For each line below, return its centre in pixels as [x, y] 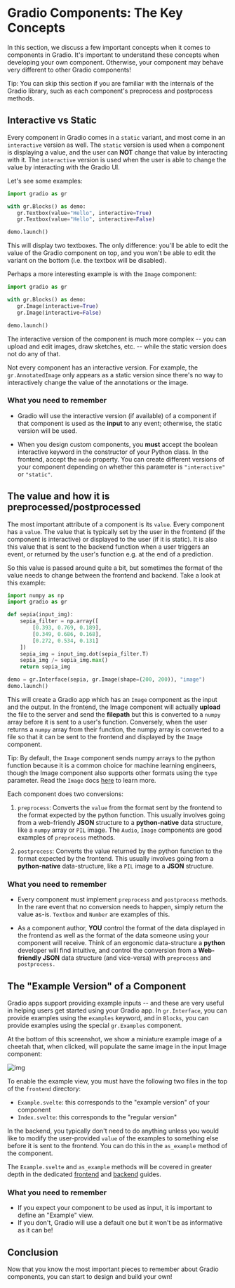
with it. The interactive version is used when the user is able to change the [117, 160]
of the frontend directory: [44, 1089]
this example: [27, 583]
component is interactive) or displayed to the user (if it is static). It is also [112, 539]
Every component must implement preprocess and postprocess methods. [122, 899]
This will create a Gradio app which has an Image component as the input [112, 699]
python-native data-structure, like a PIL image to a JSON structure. [115, 866]
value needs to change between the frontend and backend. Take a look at [114, 575]
